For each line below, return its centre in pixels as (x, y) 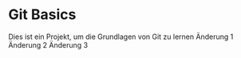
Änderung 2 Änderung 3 (48, 44)
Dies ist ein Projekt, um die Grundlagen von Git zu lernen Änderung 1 (121, 37)
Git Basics (42, 15)
